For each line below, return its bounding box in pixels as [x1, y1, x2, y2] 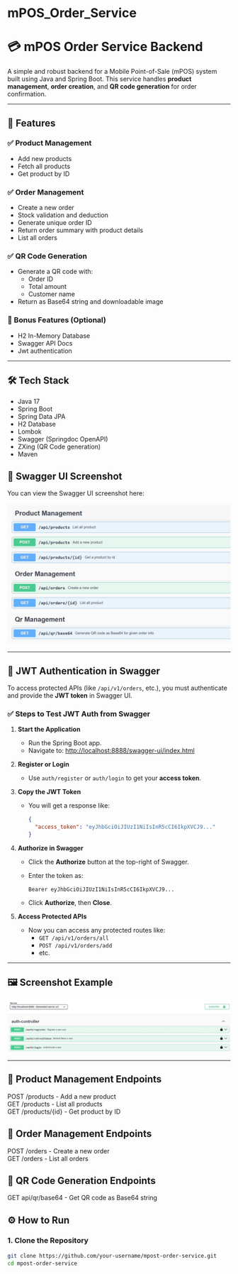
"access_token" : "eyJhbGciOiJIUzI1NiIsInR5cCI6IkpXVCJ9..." [34, 823, 216, 831]
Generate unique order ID [17, 219, 92, 227]
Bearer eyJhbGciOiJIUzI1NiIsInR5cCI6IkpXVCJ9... [28, 886, 175, 894]
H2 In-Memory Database [17, 331, 91, 340]
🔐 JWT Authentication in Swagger [7, 665, 161, 677]
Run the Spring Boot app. [28, 739, 102, 747]
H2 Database [17, 419, 57, 428]
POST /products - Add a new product [7, 1092, 117, 1101]
